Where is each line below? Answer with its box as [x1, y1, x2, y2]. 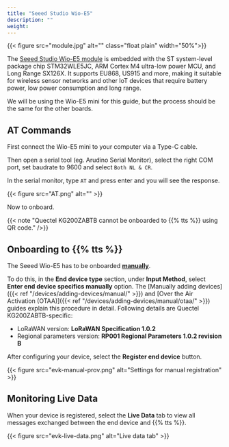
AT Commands [7, 124, 72, 136]
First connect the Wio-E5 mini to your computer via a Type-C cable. [7, 143, 198, 151]
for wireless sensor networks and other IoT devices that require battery [7, 77, 208, 85]
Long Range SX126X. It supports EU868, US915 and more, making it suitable [7, 69, 222, 77]
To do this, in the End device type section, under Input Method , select [7, 275, 206, 283]
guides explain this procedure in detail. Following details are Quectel [7, 304, 200, 312]
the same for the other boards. [7, 104, 94, 113]
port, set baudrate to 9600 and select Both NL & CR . [7, 163, 153, 171]
